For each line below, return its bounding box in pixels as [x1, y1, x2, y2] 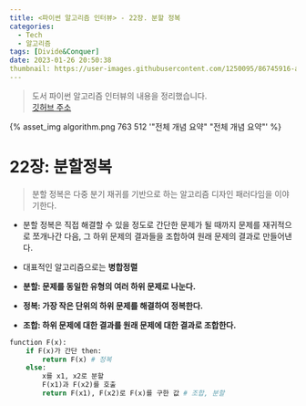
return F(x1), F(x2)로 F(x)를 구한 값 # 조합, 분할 [42, 389, 225, 398]
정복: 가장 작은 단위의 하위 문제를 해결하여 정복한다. [22, 300, 203, 311]
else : [25, 363, 47, 372]
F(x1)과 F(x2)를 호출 [42, 380, 117, 390]
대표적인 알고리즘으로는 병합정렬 [22, 261, 138, 272]
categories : [9, 22, 55, 31]
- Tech [17, 30, 43, 39]
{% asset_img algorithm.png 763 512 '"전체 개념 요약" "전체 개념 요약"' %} [9, 120, 282, 132]
